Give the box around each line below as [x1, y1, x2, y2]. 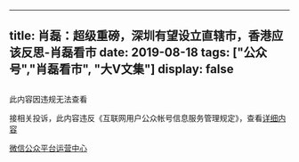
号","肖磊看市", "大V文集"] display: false [9, 61, 234, 77]
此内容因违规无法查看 [9, 93, 87, 104]
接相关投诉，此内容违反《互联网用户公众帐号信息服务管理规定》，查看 [9, 112, 263, 123]
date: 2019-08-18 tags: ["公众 [99, 45, 267, 61]
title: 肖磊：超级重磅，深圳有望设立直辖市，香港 [9, 28, 272, 44]
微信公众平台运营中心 [9, 142, 87, 153]
